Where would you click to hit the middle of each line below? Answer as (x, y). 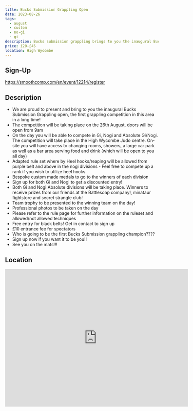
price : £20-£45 (20, 46)
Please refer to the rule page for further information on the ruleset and (83, 213)
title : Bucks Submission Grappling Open (47, 10)
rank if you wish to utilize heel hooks (49, 172)
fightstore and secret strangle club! (47, 198)
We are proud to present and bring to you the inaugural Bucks (74, 109)
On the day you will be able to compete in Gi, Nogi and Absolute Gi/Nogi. (85, 136)
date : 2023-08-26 (23, 14)
